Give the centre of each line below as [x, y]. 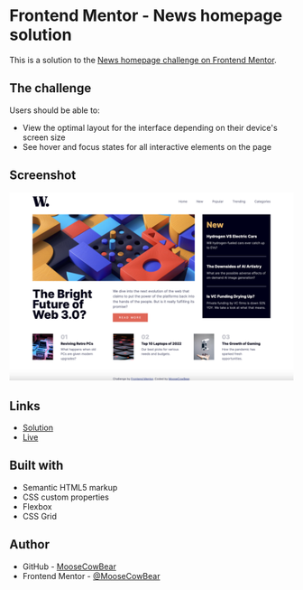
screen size [44, 137]
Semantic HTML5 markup [70, 487]
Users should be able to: [55, 110]
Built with [37, 466]
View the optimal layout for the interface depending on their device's [150, 127]
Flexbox [37, 506]
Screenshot [43, 176]
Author [29, 544]
